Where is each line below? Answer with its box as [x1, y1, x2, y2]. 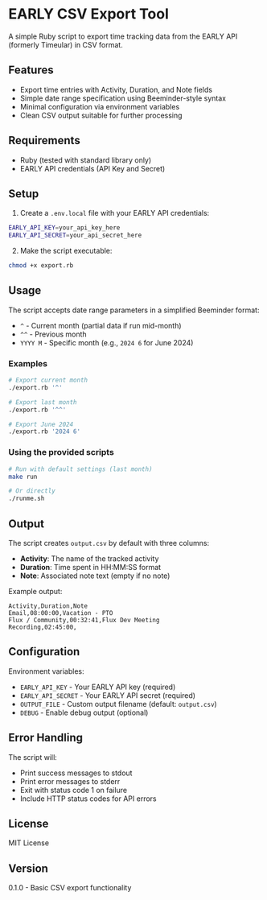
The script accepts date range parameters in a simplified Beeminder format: [8, 305, 260, 315]
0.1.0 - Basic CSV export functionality [8, 883, 132, 893]
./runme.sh [8, 494, 45, 503]
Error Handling [8, 731, 83, 745]
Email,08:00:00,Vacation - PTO [8, 609, 113, 617]
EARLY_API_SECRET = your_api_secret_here [8, 231, 142, 240]
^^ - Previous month [19, 329, 87, 339]
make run [8, 473, 38, 481]
